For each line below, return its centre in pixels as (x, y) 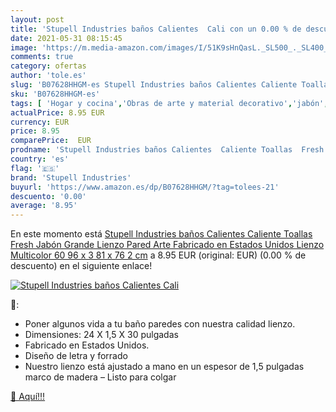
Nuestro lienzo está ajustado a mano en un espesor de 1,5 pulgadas (164, 367)
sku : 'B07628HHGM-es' (55, 94)
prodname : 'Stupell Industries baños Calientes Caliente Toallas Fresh (167, 150)
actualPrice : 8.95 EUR (57, 112)
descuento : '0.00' (48, 196)
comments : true (42, 57)
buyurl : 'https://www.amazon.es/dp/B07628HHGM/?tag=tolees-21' (145, 187)
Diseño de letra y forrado (76, 356)
